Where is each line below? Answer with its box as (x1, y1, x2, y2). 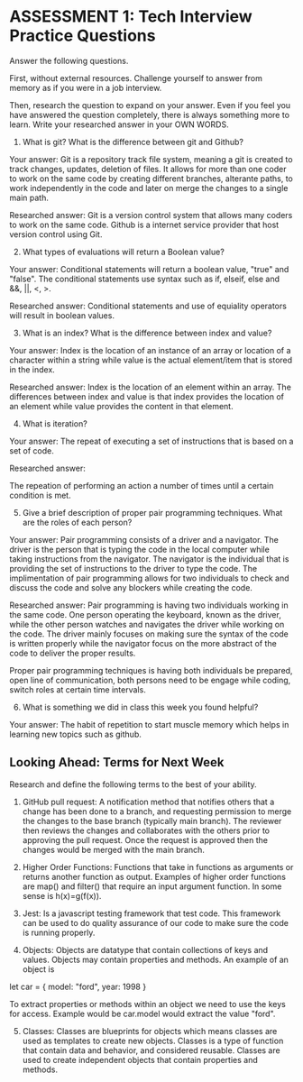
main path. (9, 192, 50, 203)
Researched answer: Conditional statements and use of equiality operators (9, 300, 287, 311)
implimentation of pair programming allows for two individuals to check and (9, 573, 290, 583)
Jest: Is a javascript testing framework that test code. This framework (22, 908, 281, 919)
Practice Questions (9, 25, 156, 46)
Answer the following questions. (9, 55, 129, 66)
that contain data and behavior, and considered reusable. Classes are (22, 1044, 281, 1056)
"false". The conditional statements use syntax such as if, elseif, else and (9, 273, 280, 284)
